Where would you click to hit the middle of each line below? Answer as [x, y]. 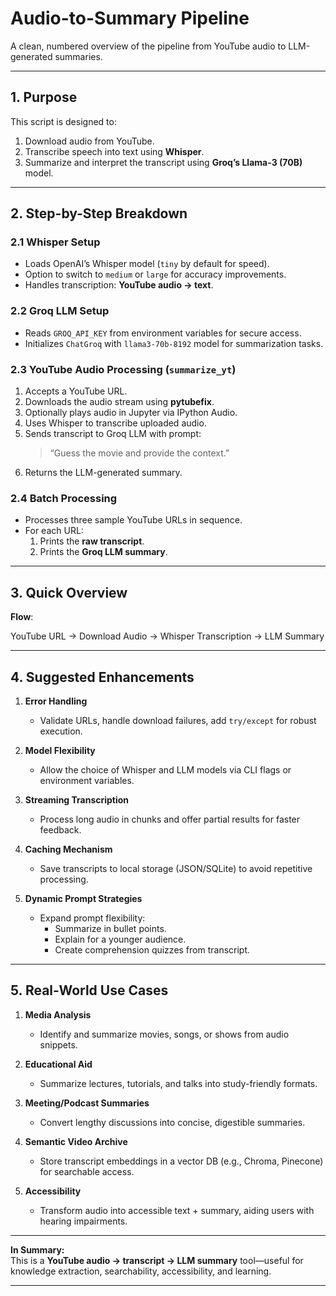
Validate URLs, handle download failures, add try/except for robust [178, 720]
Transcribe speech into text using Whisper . [114, 151]
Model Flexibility [60, 750]
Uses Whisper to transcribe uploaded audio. [115, 423]
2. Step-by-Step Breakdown [99, 213]
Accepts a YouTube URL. [76, 391]
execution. [61, 731]
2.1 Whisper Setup [55, 242]
